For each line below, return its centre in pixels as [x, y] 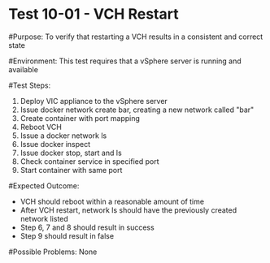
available [24, 69]
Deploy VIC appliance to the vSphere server [94, 101]
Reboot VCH [41, 127]
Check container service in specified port [90, 161]
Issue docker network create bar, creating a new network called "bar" [137, 110]
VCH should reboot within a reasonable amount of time [112, 201]
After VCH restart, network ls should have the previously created [128, 210]
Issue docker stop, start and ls [71, 153]
